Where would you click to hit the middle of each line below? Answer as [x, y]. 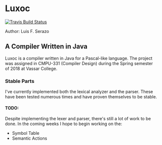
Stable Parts [20, 81]
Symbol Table [26, 133]
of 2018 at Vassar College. [31, 68]
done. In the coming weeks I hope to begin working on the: [64, 124]
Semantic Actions [29, 138]
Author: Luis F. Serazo [27, 31]
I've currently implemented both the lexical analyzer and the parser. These [79, 92]
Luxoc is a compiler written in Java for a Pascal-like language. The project [79, 58]
